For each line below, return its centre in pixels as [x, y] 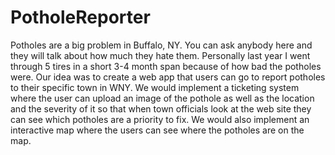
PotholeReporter [80, 17]
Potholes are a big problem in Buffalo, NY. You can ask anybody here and [161, 45]
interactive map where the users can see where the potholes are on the [157, 130]
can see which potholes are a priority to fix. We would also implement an [160, 119]
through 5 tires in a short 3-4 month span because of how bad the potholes [166, 66]
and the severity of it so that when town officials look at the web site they [161, 108]
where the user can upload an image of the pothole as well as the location [162, 98]
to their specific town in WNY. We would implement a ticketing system [155, 87]
